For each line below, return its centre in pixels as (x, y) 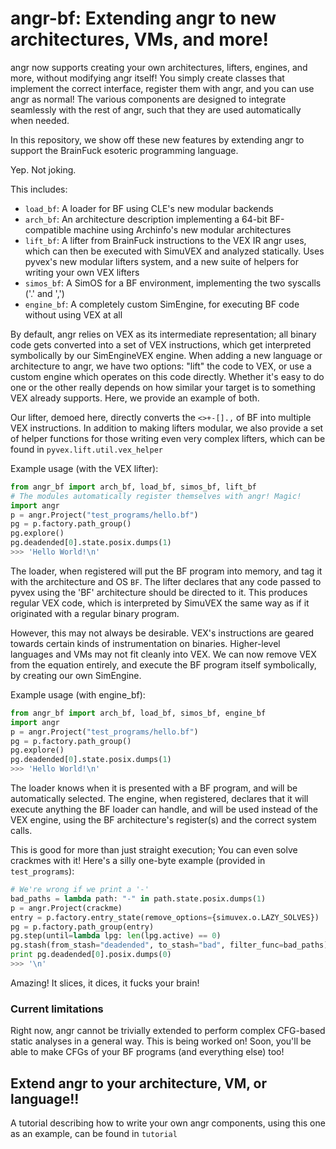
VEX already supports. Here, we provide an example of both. (135, 398)
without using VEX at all (73, 314)
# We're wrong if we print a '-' (80, 890)
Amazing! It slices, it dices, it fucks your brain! (105, 983)
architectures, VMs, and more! (139, 39)
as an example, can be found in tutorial (94, 1134)
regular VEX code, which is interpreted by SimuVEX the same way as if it (160, 603)
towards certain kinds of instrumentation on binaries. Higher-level (145, 643)
